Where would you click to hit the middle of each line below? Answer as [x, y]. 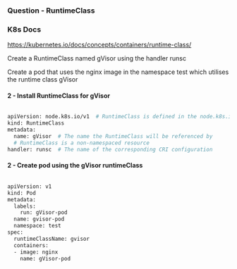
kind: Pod [22, 193]
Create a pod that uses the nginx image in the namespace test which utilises [118, 72]
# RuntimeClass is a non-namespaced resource [82, 143]
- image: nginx [36, 252]
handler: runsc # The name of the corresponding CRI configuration [110, 149]
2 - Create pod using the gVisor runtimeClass [75, 165]
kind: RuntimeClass [36, 123]
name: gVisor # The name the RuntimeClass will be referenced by [113, 137]
